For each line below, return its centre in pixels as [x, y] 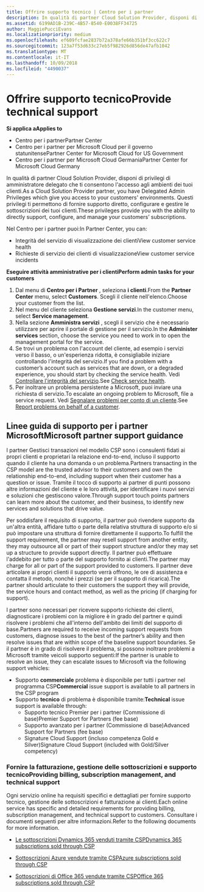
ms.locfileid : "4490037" [38, 69]
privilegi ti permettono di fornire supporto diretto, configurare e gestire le [98, 204]
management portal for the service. [60, 342]
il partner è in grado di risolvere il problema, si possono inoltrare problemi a [100, 649]
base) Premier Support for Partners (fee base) [81, 719]
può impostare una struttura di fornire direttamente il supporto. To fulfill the [100, 533]
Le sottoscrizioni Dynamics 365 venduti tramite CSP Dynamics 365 [98, 840]
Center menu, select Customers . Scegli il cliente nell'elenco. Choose [101, 297]
